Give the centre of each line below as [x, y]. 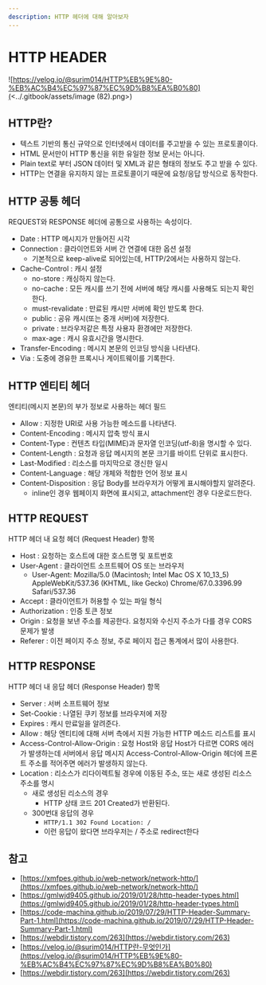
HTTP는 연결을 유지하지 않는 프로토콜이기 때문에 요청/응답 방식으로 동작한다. [139, 174]
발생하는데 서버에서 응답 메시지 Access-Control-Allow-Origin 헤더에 [135, 753]
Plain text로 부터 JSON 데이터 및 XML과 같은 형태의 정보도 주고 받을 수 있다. [139, 164]
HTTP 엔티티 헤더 [49, 386]
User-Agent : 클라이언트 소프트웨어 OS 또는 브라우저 [102, 565]
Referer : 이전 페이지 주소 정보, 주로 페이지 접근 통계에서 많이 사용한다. [129, 640]
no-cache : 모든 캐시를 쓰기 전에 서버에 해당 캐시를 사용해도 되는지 [135, 289]
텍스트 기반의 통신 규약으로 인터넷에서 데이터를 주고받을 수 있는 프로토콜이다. [139, 144]
